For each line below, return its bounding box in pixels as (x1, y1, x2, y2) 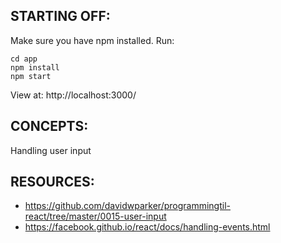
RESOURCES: (10, 174, 95, 191)
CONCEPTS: (10, 118, 89, 135)
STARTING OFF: (10, 8, 111, 25)
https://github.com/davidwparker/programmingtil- (24, 200, 231, 212)
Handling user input (10, 144, 92, 156)
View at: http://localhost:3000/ (10, 89, 137, 101)
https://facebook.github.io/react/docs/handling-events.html (24, 221, 271, 233)
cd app (10, 54, 38, 64)
